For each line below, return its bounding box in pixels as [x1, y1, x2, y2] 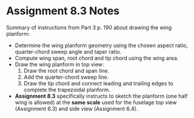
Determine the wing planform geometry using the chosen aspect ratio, [14, 42, 188, 49]
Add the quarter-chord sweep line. [23, 73, 109, 80]
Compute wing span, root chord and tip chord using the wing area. [14, 54, 179, 61]
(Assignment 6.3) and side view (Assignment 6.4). [14, 105, 138, 112]
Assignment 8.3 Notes [6, 4, 120, 18]
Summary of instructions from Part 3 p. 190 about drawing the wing [6, 24, 172, 31]
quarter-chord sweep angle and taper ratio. [14, 48, 122, 55]
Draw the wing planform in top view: [14, 61, 104, 68]
